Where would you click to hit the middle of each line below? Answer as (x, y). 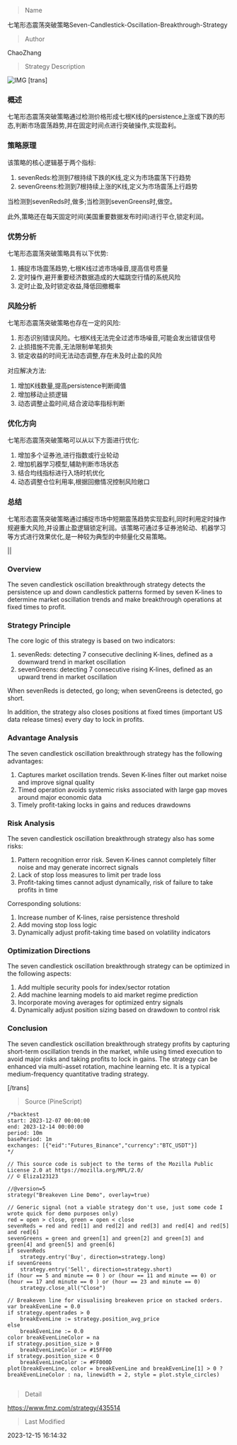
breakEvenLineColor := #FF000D (66, 1362)
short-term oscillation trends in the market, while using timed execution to (115, 1051)
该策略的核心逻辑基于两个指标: (52, 162)
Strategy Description (55, 66)
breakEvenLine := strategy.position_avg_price (90, 1319)
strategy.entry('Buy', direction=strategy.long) (93, 1257)
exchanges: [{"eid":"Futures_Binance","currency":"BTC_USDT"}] (103, 1145)
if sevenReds (27, 1251)
